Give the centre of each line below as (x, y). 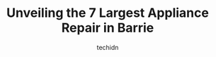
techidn (108, 47)
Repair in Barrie (108, 28)
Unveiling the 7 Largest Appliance (108, 13)
